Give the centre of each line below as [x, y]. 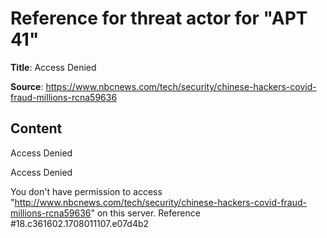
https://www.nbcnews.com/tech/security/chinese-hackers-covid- [181, 86]
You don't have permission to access [86, 191]
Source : [27, 86]
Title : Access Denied [53, 67]
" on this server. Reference [145, 213]
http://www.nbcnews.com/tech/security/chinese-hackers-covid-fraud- [161, 202]
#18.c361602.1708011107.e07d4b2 [80, 223]
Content [36, 128]
